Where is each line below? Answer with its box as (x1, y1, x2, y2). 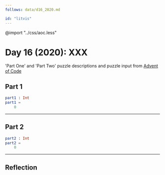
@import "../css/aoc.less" (5, 29, 57, 35)
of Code (5, 68, 22, 74)
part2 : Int (5, 136, 29, 141)
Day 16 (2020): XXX (5, 47, 88, 58)
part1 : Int (5, 95, 29, 101)
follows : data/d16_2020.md (5, 7, 60, 12)
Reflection (5, 163, 38, 172)
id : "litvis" (5, 16, 32, 21)
